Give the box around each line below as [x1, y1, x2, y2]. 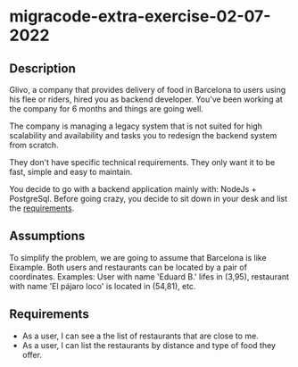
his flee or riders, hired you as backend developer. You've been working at [9, 94, 283, 104]
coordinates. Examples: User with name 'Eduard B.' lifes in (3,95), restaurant [9, 271, 290, 282]
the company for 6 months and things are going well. [9, 104, 203, 113]
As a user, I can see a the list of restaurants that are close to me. [21, 330, 259, 341]
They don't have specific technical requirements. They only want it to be [9, 157, 276, 167]
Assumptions [9, 229, 86, 244]
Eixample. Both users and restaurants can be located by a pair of [9, 262, 248, 272]
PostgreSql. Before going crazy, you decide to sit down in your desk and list [9, 194, 288, 204]
